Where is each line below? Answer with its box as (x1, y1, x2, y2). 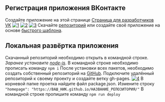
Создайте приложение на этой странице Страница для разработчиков (5, 17, 154, 23)
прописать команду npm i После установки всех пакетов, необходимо (5, 65, 154, 71)
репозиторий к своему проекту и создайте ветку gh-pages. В (5, 76, 144, 81)
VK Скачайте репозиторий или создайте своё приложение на (5, 22, 160, 28)
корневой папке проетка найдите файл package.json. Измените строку (5, 80, 155, 86)
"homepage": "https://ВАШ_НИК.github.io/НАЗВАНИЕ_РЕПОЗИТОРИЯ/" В (5, 86, 144, 92)
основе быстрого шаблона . (5, 27, 63, 33)
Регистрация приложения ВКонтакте (5, 4, 126, 12)
